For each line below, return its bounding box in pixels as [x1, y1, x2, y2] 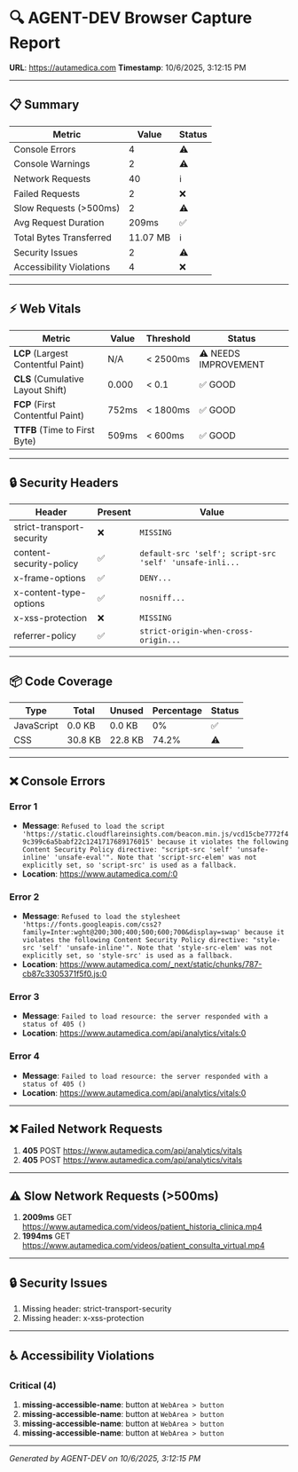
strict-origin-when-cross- [139, 626, 254, 636]
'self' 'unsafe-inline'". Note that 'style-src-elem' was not [38, 943, 273, 953]
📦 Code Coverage [9, 673, 114, 689]
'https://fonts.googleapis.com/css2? [21, 920, 162, 929]
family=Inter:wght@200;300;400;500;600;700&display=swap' [21, 928, 241, 937]
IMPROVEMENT [199, 358, 265, 370]
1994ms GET [21, 1231, 71, 1241]
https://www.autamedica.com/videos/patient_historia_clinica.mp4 [21, 1222, 263, 1232]
